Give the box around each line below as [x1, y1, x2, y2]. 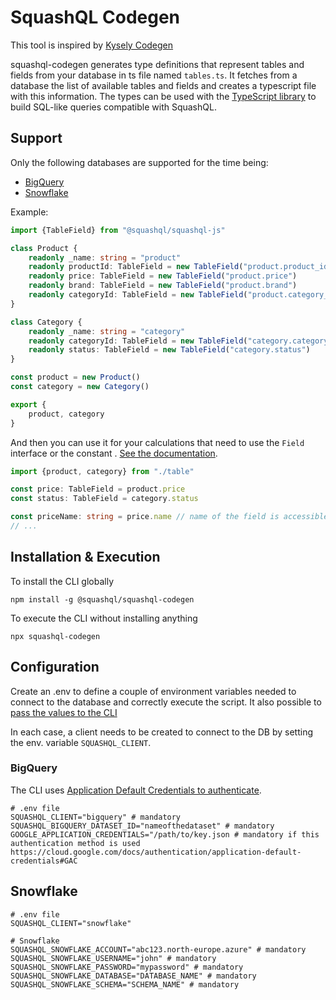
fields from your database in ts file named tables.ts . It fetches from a [10, 69, 298, 81]
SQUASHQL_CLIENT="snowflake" [10, 918, 132, 928]
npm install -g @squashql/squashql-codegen [10, 594, 195, 605]
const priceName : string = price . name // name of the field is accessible [10, 512, 329, 522]
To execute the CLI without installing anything [10, 612, 198, 624]
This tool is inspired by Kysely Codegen [10, 39, 174, 51]
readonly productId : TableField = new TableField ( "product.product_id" [28, 262, 333, 272]
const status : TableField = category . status [10, 494, 199, 504]
